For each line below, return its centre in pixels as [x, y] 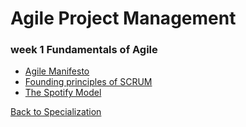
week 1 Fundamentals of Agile [84, 50]
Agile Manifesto [57, 71]
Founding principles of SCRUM [88, 82]
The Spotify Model [63, 93]
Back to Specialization [56, 112]
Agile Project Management [123, 18]
